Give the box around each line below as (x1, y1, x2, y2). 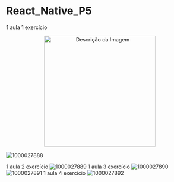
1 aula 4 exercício (43, 169, 86, 176)
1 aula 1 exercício (6, 24, 48, 31)
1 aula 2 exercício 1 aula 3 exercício (6, 163, 131, 170)
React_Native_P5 (6, 4, 92, 18)
